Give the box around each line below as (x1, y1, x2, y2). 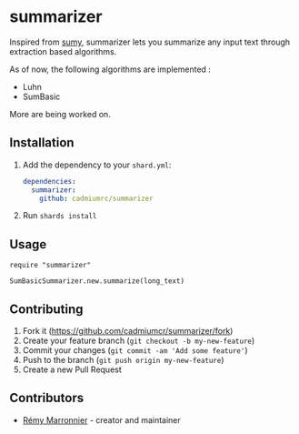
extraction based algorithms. (9, 45, 117, 56)
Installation (9, 135, 75, 151)
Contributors (9, 390, 85, 406)
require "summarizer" (9, 261, 92, 270)
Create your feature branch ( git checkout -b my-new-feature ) (22, 335, 255, 346)
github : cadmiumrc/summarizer (39, 194, 154, 203)
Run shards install (22, 210, 97, 221)
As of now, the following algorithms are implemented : (9, 64, 212, 75)
